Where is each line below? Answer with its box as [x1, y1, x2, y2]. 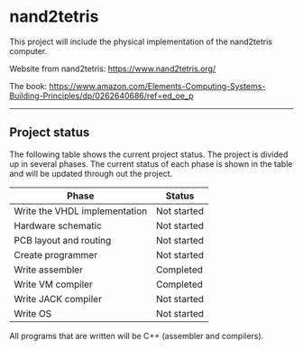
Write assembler [14, 263, 84, 276]
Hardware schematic [14, 219, 102, 232]
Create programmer [14, 248, 97, 261]
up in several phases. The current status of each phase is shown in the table [9, 158, 293, 169]
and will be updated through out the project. [9, 168, 173, 179]
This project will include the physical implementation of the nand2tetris [9, 36, 273, 47]
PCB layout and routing [14, 234, 112, 246]
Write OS [14, 307, 52, 319]
